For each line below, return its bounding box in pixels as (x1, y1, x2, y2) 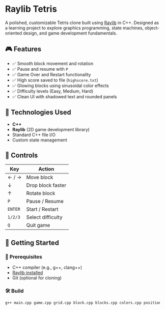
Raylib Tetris (5, 3, 57, 15)
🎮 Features (5, 45, 42, 54)
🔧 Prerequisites (5, 253, 43, 260)
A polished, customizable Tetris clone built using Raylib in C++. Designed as (5, 20, 159, 26)
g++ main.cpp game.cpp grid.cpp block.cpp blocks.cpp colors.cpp (5, 301, 141, 306)
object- (144, 25, 160, 30)
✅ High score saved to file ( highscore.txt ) (12, 77, 98, 83)
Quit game (26, 222, 51, 229)
